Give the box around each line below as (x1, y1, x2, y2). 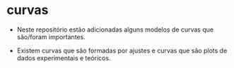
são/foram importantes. (16, 32, 86, 41)
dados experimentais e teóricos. (16, 53, 111, 62)
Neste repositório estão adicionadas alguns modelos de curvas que (16, 25, 213, 34)
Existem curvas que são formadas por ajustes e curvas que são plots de (16, 46, 228, 55)
